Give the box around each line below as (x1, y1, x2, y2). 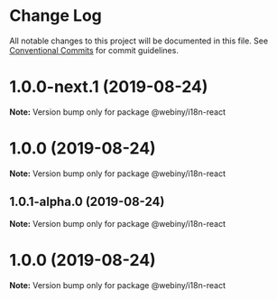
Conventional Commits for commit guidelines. (9, 44, 179, 55)
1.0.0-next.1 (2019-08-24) (9, 77, 208, 98)
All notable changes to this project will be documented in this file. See (9, 35, 269, 46)
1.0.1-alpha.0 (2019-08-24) (9, 194, 165, 210)
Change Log (9, 5, 102, 26)
